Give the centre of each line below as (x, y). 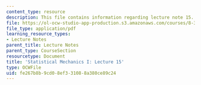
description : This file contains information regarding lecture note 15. (100, 17)
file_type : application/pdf (41, 28)
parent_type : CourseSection (41, 51)
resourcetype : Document (36, 56)
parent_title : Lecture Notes (42, 45)
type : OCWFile (24, 67)
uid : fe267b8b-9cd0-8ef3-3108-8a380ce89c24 (61, 73)
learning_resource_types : (38, 34)
